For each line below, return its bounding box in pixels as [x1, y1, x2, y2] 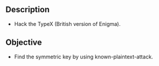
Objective [5, 38, 43, 48]
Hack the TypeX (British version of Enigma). [14, 20, 121, 27]
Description [5, 5, 50, 15]
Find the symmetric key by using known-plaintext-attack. [14, 53, 153, 60]
